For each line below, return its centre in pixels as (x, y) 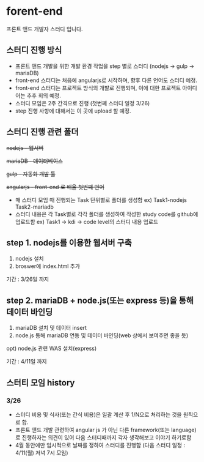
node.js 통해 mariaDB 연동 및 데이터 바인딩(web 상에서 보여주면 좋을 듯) (102, 335)
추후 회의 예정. (44, 95)
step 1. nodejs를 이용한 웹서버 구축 (69, 243)
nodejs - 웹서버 (25, 147)
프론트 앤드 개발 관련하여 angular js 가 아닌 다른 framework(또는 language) (106, 430)
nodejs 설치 (29, 259)
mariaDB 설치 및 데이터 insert (51, 328)
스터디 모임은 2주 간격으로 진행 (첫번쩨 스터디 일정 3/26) (82, 103)
